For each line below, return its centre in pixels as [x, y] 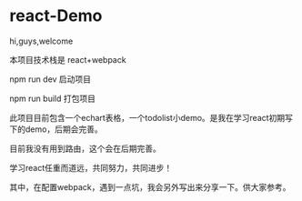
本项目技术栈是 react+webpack [68, 59]
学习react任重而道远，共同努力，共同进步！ [91, 167]
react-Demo [56, 16]
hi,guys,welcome [41, 41]
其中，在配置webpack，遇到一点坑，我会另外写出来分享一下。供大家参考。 [150, 186]
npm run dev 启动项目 [50, 79]
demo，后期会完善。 [64, 129]
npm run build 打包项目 [52, 98]
